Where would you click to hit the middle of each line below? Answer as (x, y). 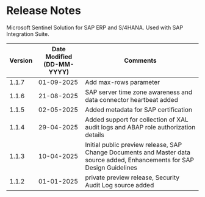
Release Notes (44, 11)
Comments (140, 60)
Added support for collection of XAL (137, 120)
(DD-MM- (59, 64)
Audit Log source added (120, 185)
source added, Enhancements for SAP (139, 160)
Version (21, 60)
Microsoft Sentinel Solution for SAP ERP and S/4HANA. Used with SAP (95, 27)
